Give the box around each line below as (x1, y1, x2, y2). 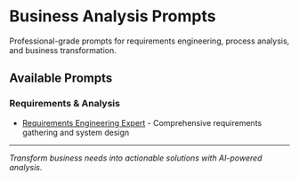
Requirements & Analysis (9, 98, 120, 110)
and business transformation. (9, 44, 117, 55)
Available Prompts (9, 71, 113, 86)
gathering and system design (21, 127, 130, 138)
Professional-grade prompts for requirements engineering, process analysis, (9, 35, 290, 46)
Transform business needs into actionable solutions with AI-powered (9, 153, 263, 163)
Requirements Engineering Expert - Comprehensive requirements (21, 117, 263, 128)
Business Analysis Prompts (9, 6, 216, 27)
